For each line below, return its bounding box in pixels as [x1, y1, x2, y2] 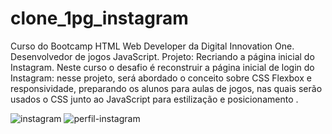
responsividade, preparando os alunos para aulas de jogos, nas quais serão [10, 82, 323, 94]
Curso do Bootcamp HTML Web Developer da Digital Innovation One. [10, 40, 295, 52]
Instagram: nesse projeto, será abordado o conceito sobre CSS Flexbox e [10, 72, 312, 84]
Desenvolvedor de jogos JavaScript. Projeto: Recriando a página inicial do [10, 50, 315, 62]
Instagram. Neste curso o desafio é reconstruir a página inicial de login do [10, 61, 315, 73]
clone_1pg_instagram [10, 7, 189, 30]
